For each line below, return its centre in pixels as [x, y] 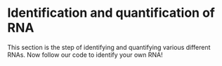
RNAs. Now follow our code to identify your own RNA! [85, 55]
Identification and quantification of [111, 13]
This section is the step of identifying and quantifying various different [109, 47]
